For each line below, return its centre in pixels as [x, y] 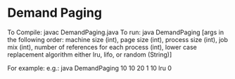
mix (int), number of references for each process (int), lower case [102, 47]
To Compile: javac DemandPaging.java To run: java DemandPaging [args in [115, 32]
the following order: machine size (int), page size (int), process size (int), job [118, 39]
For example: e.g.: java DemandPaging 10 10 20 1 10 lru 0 [90, 68]
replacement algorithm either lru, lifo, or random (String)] [90, 55]
